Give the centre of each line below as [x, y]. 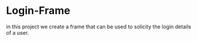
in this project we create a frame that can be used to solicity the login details [98, 27]
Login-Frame [38, 11]
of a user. [18, 32]
